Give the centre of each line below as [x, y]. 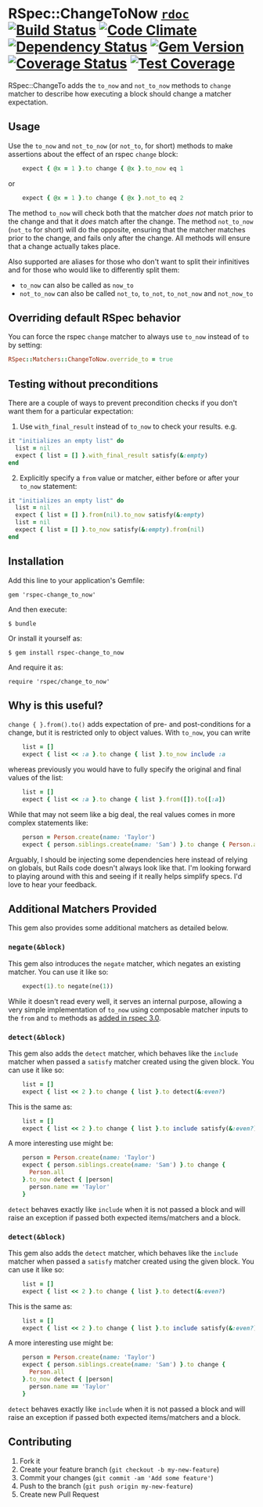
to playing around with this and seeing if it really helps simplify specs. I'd [125, 876]
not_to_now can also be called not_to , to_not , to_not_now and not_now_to [136, 293]
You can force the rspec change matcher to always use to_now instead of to [128, 337]
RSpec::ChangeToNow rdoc [99, 14]
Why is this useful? [56, 705]
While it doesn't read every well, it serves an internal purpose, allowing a [125, 1001]
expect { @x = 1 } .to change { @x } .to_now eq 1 [103, 168]
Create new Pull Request [59, 1494]
